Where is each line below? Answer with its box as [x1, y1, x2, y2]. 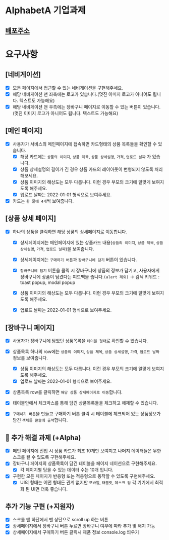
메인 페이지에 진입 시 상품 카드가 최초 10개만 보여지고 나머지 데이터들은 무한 [12, 448, 161, 454]
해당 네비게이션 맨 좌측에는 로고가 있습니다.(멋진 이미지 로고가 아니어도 [12, 91, 152, 97]
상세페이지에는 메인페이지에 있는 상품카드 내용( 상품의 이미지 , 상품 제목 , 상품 [20, 239, 163, 245]
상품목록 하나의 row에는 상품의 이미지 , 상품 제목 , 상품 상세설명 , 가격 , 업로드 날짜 [12, 348, 160, 355]
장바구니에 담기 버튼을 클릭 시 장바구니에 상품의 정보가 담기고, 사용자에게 [20, 267, 160, 273]
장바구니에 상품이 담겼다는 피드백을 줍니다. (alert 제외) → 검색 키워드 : [20, 274, 160, 280]
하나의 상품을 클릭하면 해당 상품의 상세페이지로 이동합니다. [12, 229, 128, 235]
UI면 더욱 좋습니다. [31, 486, 68, 492]
